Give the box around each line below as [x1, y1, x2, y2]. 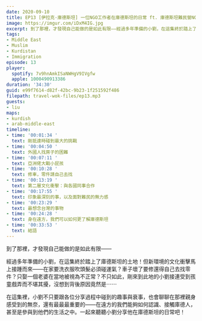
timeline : [6, 127, 31, 133]
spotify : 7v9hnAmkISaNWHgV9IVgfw [11, 71, 96, 77]
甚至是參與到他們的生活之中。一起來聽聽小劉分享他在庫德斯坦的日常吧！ [6, 308, 185, 316]
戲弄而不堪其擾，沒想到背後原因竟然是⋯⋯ [11, 280, 117, 287]
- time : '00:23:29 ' [6, 200, 58, 206]
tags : [6, 31, 20, 37]
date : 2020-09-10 [6, 8, 50, 15]
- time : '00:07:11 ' [6, 154, 58, 160]
